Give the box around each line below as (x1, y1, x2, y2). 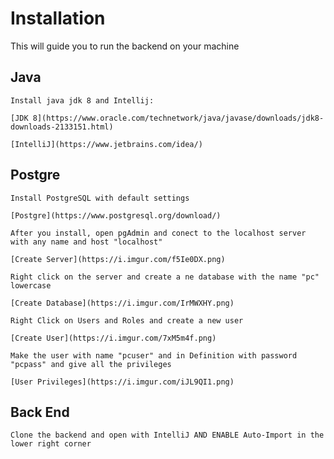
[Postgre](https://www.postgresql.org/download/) (10, 210, 222, 221)
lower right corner (10, 439, 92, 449)
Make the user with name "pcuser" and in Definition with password (10, 350, 298, 361)
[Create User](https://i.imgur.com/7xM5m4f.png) (10, 333, 217, 343)
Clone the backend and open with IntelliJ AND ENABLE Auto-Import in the (10, 430, 325, 441)
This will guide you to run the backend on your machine (10, 40, 240, 52)
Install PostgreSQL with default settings (10, 193, 190, 203)
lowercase (10, 280, 52, 291)
